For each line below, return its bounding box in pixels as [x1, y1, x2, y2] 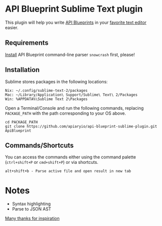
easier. [5, 24, 18, 30]
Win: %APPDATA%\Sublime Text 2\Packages [5, 96, 88, 102]
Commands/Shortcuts [5, 141, 74, 149]
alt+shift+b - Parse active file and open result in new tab [5, 169, 131, 174]
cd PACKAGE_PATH [5, 120, 38, 124]
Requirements [5, 39, 49, 47]
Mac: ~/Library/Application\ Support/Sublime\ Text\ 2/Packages [5, 92, 138, 97]
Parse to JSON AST [12, 206, 51, 212]
